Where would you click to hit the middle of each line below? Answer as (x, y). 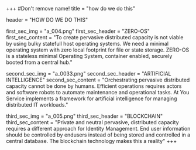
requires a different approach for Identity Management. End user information (98, 129)
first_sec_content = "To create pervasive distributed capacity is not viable (95, 37)
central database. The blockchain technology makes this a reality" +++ (92, 141)
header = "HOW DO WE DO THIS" (47, 20)
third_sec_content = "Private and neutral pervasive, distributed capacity (93, 122)
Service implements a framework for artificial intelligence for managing (92, 98)
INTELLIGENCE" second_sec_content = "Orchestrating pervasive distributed (98, 80)
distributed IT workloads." (37, 105)
